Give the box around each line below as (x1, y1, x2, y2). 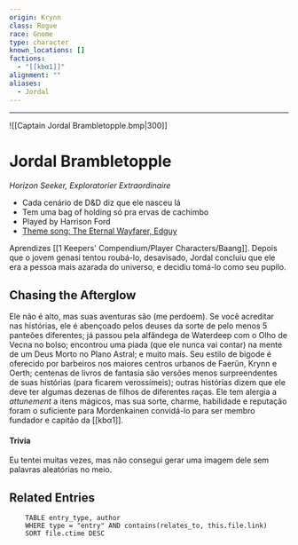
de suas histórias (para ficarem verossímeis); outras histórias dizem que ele (9, 377, 286, 388)
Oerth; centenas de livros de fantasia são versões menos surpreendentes (9, 367, 278, 378)
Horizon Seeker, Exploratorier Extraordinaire (9, 180, 171, 191)
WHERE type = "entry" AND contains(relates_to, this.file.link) (25, 521, 268, 531)
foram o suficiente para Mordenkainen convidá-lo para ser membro (9, 406, 255, 416)
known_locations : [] (9, 46, 86, 55)
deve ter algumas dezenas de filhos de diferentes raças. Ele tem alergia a (9, 387, 278, 398)
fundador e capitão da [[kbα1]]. (9, 415, 124, 426)
